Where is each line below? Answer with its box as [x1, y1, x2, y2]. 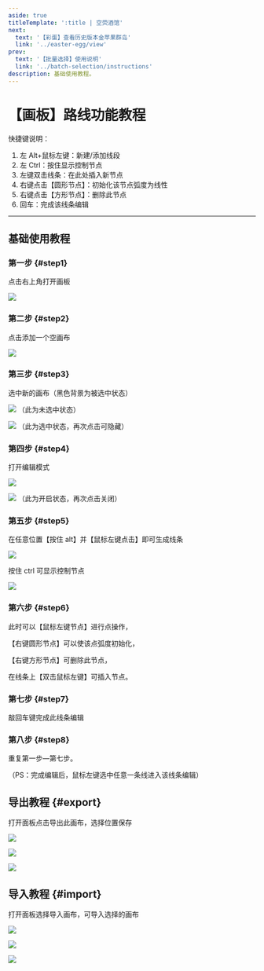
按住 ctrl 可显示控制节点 [8, 566, 85, 576]
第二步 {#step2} [8, 313, 70, 324]
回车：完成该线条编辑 [19, 200, 89, 209]
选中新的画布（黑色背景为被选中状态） [8, 388, 132, 398]
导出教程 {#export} [8, 795, 102, 809]
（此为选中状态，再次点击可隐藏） [17, 421, 128, 431]
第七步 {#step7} [8, 693, 69, 704]
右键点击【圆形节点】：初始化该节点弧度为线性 [19, 180, 168, 189]
